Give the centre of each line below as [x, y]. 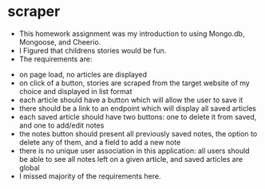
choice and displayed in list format [75, 91]
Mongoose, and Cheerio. [60, 41]
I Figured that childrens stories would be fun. [93, 50]
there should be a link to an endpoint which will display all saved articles [138, 108]
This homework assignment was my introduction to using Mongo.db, [132, 33]
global [30, 167]
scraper [34, 12]
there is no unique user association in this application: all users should [134, 151]
